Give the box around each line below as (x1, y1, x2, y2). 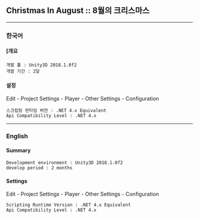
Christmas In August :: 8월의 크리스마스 (6, 5, 150, 16)
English (6, 132, 28, 140)
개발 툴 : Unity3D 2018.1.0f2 (6, 62, 77, 68)
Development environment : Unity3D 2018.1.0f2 (6, 160, 123, 166)
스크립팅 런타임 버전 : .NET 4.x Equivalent (6, 108, 107, 114)
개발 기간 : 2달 (6, 68, 40, 74)
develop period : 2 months (6, 165, 73, 171)
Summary (6, 147, 31, 154)
